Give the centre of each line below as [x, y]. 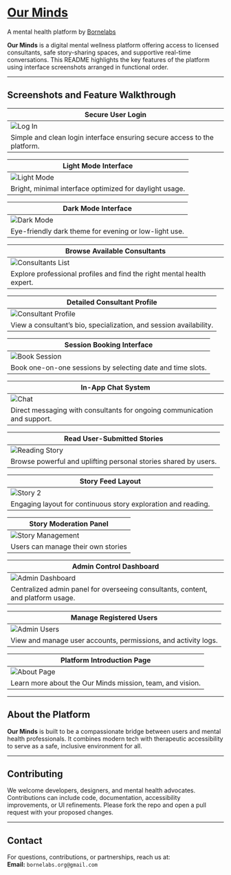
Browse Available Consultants [115, 251]
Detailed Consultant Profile [112, 302]
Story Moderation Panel [69, 523]
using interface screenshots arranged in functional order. [88, 67]
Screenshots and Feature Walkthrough [92, 95]
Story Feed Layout [110, 481]
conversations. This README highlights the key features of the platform [108, 59]
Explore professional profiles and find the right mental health [108, 273]
